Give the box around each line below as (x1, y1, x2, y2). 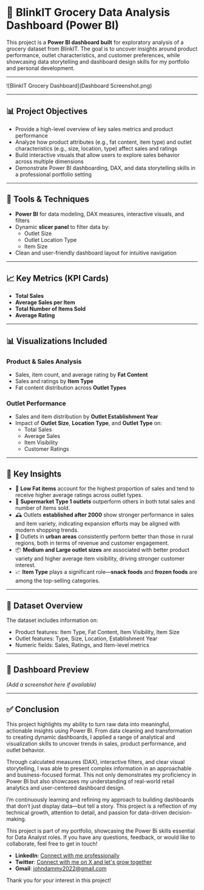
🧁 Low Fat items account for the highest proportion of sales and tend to (15, 485, 195, 492)
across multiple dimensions (15, 158, 84, 165)
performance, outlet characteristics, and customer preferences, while (6, 51, 180, 58)
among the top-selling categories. (15, 577, 100, 584)
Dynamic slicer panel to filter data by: (15, 223, 110, 230)
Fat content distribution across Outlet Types (15, 384, 126, 392)
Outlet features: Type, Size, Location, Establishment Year (15, 635, 158, 642)
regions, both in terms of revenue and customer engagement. (15, 539, 169, 547)
